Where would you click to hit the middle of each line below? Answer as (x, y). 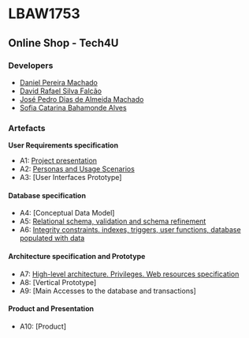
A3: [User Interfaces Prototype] (71, 178)
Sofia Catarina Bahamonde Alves (73, 107)
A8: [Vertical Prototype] (58, 282)
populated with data (52, 238)
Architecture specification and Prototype (77, 256)
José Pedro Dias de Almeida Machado (82, 99)
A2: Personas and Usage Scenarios (77, 169)
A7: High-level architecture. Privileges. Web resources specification (129, 274)
